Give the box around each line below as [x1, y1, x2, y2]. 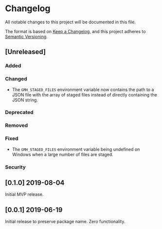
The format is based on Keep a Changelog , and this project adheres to [5, 28, 146, 34]
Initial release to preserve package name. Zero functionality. [5, 219, 126, 225]
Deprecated [5, 109, 34, 116]
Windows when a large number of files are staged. [12, 152, 113, 157]
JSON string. [12, 97, 38, 103]
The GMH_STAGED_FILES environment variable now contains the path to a [12, 86, 154, 93]
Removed [5, 122, 28, 129]
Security [5, 164, 26, 171]
